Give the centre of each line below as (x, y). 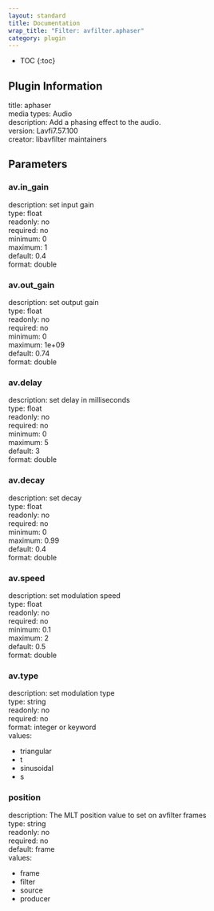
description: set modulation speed (65, 595)
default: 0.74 (29, 354)
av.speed (27, 578)
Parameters (38, 165)
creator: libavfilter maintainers (58, 139)
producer (35, 898)
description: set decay (45, 498)
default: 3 (24, 451)
